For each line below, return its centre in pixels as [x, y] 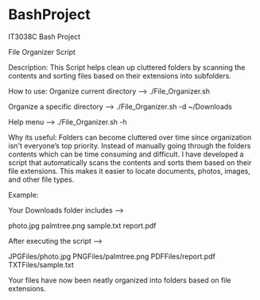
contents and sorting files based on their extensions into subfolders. [120, 75]
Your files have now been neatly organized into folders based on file [120, 280]
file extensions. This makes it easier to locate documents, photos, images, [129, 171]
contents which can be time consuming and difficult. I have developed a [126, 154]
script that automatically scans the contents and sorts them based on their [130, 162]
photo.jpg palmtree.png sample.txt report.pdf [82, 225]
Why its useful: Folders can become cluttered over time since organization [130, 137]
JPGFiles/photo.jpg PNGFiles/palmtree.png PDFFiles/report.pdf [112, 256]
